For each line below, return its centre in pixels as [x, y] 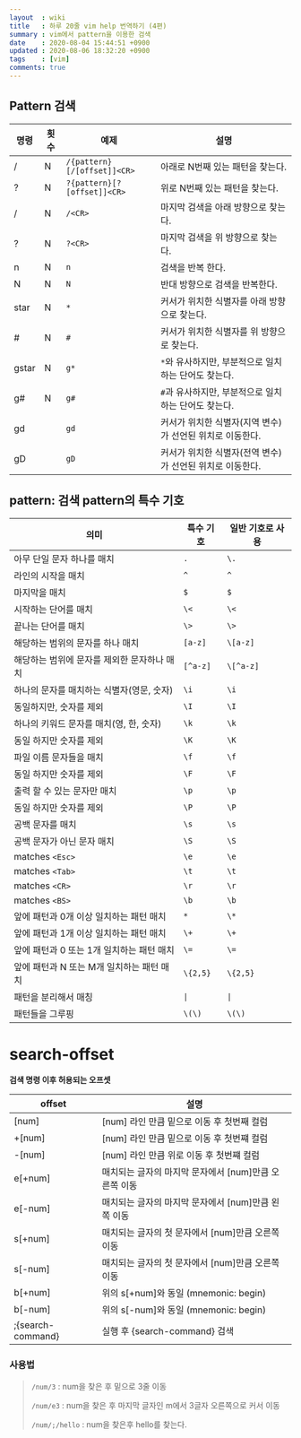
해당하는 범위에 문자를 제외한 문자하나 [89, 660]
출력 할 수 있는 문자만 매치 [65, 791]
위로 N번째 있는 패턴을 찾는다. [220, 187]
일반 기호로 [252, 528]
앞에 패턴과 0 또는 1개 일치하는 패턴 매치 [94, 949]
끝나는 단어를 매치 [49, 626]
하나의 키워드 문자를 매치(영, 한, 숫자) [88, 723]
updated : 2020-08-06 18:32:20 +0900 [80, 51]
